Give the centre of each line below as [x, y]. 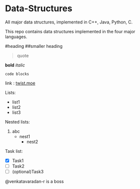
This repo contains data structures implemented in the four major [70, 31]
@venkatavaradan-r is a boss [35, 182]
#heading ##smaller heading [34, 46]
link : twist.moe [20, 83]
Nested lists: [17, 122]
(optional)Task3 [28, 172]
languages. [16, 37]
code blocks [17, 74]
